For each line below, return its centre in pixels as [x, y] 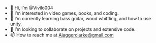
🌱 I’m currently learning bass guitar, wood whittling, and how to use [81, 18]
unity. [16, 24]
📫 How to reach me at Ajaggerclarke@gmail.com [62, 35]
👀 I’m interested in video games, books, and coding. [64, 13]
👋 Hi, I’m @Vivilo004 [32, 8]
